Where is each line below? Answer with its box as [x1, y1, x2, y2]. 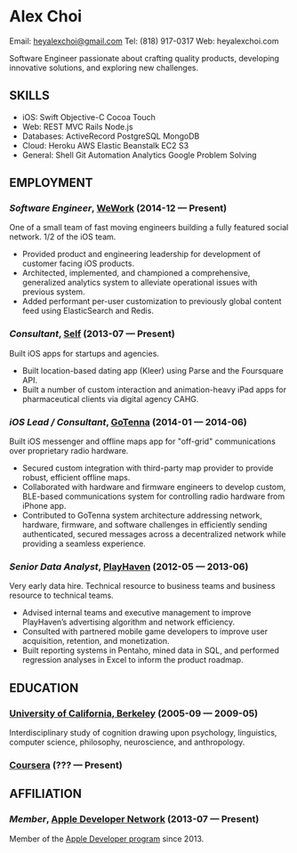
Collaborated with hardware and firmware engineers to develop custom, [21, 482, 286, 493]
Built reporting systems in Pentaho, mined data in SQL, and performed [21, 645, 280, 656]
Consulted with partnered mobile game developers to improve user [21, 626, 269, 637]
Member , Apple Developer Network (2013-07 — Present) [9, 813, 260, 825]
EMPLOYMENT [9, 175, 93, 190]
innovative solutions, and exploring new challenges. [9, 62, 199, 73]
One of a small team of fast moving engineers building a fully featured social [9, 222, 289, 233]
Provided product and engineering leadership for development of [21, 249, 261, 260]
